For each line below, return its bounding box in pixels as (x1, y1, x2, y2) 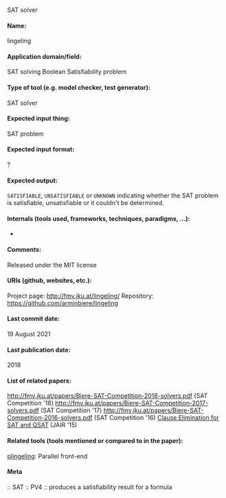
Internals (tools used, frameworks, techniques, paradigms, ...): (7, 214, 190, 222)
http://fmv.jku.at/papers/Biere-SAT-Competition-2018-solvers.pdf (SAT (7, 392, 208, 400)
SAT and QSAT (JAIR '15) (7, 421, 78, 429)
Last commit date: (7, 315, 60, 323)
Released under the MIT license (7, 261, 98, 269)
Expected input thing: (7, 115, 70, 123)
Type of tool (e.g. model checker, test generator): (7, 84, 151, 91)
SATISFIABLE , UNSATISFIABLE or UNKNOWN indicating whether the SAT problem (7, 191, 218, 200)
